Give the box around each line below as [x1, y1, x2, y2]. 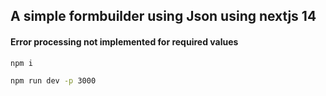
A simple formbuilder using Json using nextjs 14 [10, 8, 317, 25]
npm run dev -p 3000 [10, 76, 97, 86]
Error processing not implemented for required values [10, 35, 239, 48]
